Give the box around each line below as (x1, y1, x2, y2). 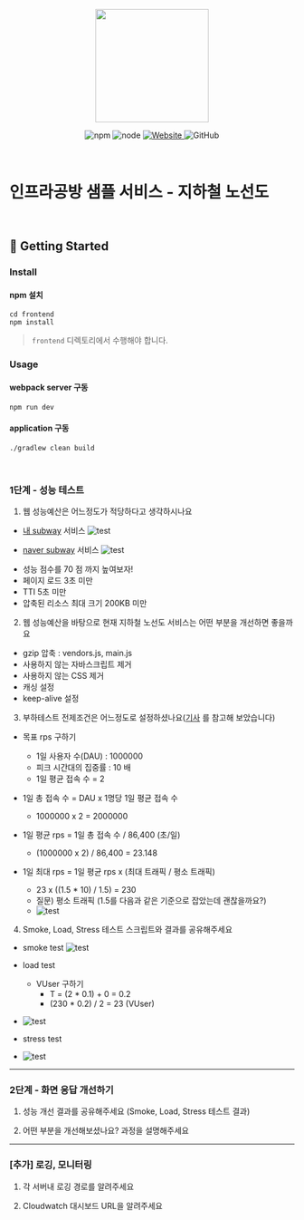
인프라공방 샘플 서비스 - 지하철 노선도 (9, 182, 270, 203)
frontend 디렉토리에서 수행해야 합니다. (31, 335, 169, 346)
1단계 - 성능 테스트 (9, 483, 84, 496)
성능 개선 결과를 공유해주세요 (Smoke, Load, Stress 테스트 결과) (22, 1106, 251, 1117)
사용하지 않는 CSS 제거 (22, 671, 104, 682)
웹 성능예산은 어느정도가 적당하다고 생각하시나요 (22, 506, 193, 517)
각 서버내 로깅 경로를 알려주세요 (22, 1181, 134, 1192)
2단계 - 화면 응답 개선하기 (9, 1084, 114, 1096)
